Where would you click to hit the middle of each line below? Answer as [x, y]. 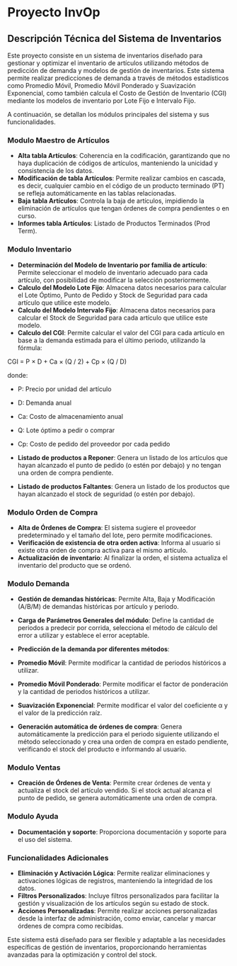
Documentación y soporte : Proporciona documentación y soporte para [122, 832]
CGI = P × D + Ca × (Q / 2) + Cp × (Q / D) [67, 361]
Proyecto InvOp [54, 12]
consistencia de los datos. [56, 171]
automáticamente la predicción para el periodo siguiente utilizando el [118, 734]
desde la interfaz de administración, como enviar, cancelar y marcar [117, 919]
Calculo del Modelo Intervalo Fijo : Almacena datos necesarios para [116, 310]
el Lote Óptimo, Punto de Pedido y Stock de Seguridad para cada [112, 295]
